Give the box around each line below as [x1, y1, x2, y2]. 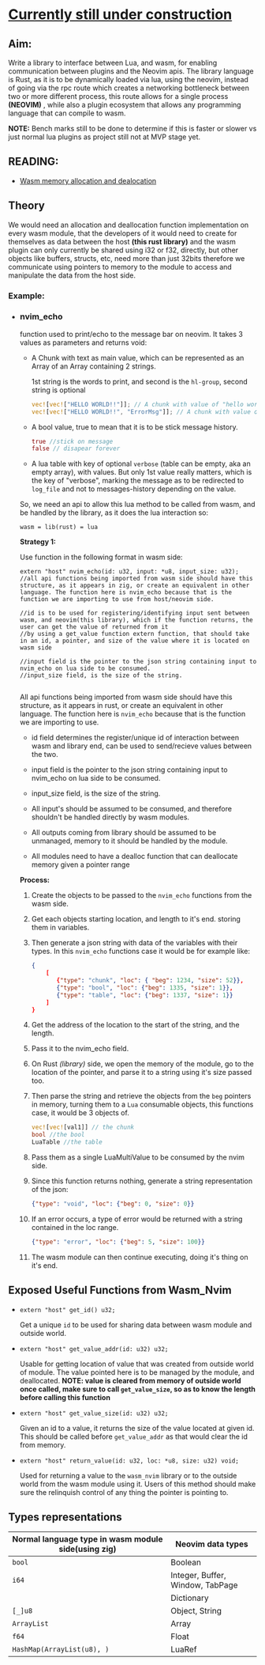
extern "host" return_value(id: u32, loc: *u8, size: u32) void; [19, 1457, 239, 1465]
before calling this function [19, 1392, 110, 1402]
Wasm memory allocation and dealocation [19, 176, 157, 185]
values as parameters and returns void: [19, 338, 147, 347]
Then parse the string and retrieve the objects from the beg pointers [31, 1092, 252, 1101]
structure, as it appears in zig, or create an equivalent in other [19, 581, 250, 590]
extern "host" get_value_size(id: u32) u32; [19, 1410, 169, 1417]
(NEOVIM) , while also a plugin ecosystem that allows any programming [8, 100, 242, 109]
